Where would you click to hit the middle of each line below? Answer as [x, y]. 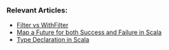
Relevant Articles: [37, 10]
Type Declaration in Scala [53, 40]
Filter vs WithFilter [42, 25]
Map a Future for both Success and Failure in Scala [89, 32]
